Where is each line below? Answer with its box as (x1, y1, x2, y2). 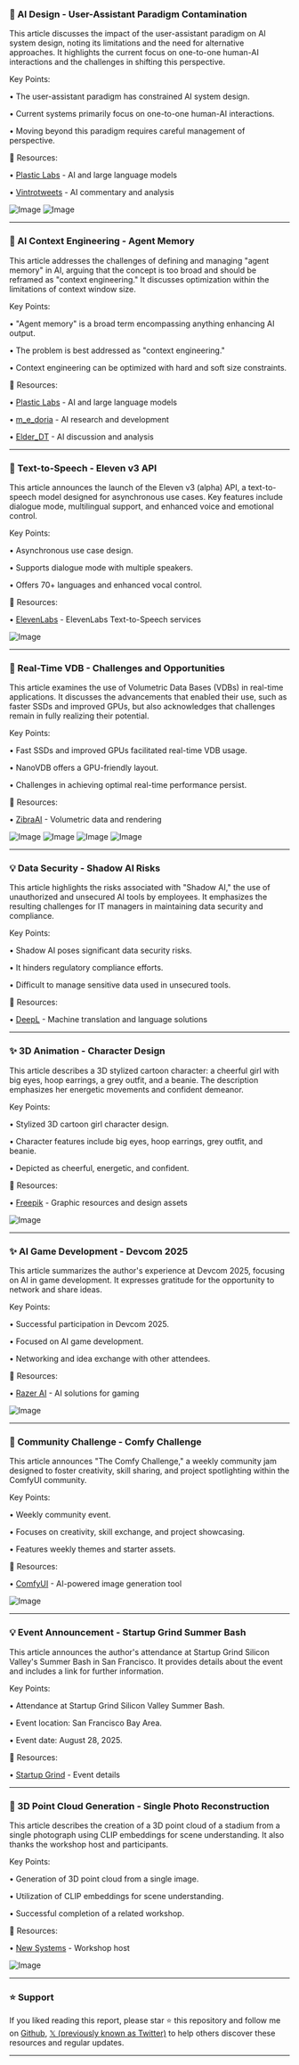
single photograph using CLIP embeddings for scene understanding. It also (9, 1829, 285, 1840)
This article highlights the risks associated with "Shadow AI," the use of (9, 882, 271, 893)
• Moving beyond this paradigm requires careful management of (9, 126, 246, 136)
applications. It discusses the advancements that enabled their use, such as (9, 692, 287, 702)
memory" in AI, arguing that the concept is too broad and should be (9, 265, 256, 275)
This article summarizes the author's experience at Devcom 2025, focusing (9, 1266, 285, 1276)
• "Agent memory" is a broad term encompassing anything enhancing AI (9, 318, 275, 329)
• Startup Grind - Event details (9, 1769, 120, 1780)
